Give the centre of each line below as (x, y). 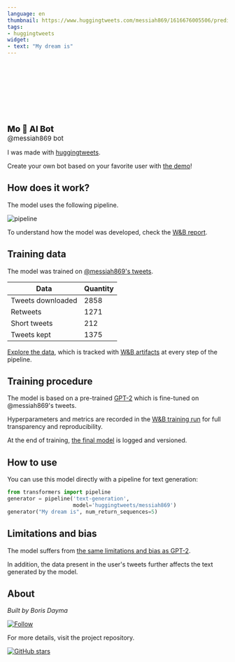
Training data (37, 254)
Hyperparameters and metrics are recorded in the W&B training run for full (114, 419)
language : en (26, 14)
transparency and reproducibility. (55, 427)
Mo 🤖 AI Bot (31, 129)
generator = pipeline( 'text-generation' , (69, 499)
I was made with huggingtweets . (54, 152)
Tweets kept (31, 334)
